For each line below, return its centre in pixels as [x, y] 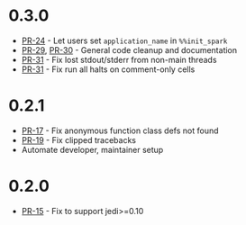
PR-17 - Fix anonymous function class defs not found [120, 130]
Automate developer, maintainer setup [92, 149]
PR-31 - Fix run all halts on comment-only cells [108, 69]
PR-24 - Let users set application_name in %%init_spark [124, 40]
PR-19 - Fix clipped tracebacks [79, 139]
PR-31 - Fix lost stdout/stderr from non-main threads [119, 59]
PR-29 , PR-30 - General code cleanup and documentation [129, 49]
